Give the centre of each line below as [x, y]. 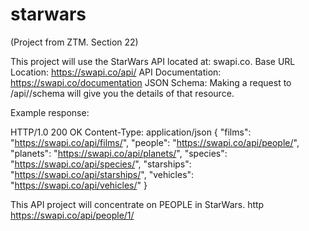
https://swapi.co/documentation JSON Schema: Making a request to [151, 82]
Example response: [50, 112]
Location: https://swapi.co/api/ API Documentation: [116, 72]
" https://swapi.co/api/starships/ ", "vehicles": [102, 174]
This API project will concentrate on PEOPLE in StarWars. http [137, 204]
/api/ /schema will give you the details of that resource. [122, 93]
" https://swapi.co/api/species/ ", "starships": [101, 164]
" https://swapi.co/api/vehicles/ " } [79, 185]
